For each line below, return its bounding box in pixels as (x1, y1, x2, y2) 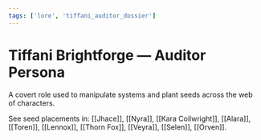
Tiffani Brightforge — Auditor (8, 46, 206, 64)
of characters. (8, 98, 55, 108)
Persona (8, 63, 66, 81)
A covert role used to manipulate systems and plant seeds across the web (8, 90, 253, 99)
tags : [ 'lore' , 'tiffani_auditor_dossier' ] (8, 11, 157, 20)
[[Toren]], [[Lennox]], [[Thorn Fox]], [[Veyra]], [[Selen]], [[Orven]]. (8, 122, 227, 132)
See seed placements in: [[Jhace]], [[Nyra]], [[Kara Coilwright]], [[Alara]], (8, 114, 251, 123)
